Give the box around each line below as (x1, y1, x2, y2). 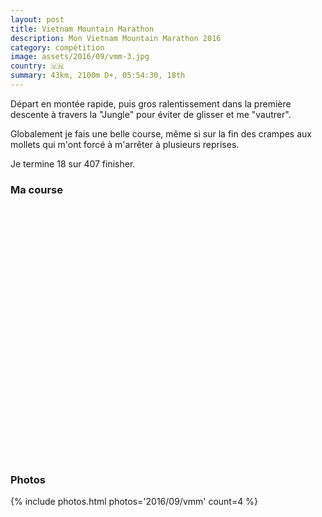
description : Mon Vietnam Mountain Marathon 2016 (10, 33, 222, 43)
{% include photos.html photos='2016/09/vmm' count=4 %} (10, 496, 258, 508)
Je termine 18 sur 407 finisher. (10, 157, 136, 170)
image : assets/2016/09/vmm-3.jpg (10, 52, 150, 62)
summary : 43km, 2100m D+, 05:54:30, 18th (10, 71, 186, 81)
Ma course (10, 182, 64, 196)
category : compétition (10, 42, 105, 53)
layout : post (10, 14, 65, 25)
